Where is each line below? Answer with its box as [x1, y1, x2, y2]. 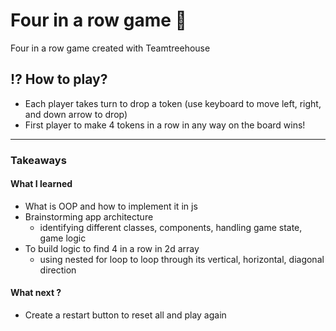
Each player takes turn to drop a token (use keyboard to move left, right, [24, 97, 322, 109]
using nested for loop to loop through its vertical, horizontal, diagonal [39, 253, 325, 265]
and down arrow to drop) [24, 108, 128, 120]
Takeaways [10, 153, 67, 167]
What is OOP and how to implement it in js [24, 200, 198, 212]
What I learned [10, 178, 73, 190]
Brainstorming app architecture [24, 210, 154, 223]
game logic [39, 232, 87, 244]
